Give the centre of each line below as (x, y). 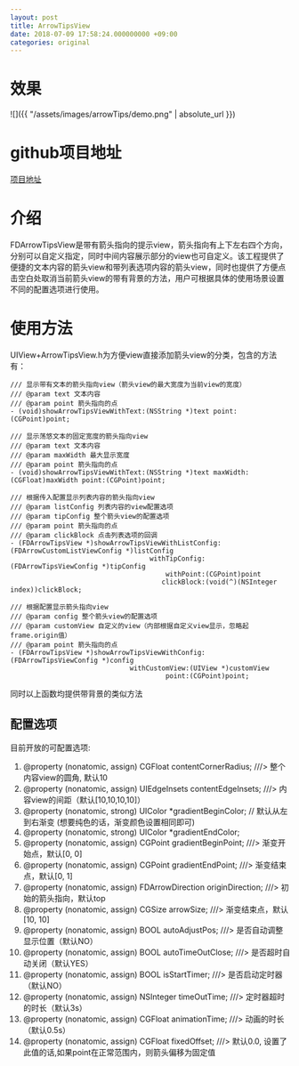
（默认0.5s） (46, 1030)
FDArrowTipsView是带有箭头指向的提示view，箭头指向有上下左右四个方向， (149, 245)
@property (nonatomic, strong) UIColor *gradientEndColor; (131, 832)
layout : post (34, 17)
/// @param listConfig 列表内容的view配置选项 (92, 507)
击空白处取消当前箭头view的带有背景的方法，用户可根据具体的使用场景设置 (147, 279)
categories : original (50, 42)
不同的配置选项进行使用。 (57, 289)
